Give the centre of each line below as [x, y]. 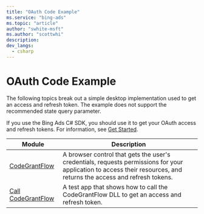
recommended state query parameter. [54, 111]
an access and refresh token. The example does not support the [87, 104]
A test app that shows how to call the [115, 187]
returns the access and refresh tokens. [118, 177]
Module [33, 144]
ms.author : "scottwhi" [35, 35]
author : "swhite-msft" [35, 29]
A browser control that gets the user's [117, 154]
